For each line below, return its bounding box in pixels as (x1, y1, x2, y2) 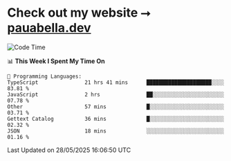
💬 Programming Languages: (7, 73, 82, 80)
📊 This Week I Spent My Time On (7, 57, 105, 65)
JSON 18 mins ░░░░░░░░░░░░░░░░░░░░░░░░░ (7, 127, 225, 135)
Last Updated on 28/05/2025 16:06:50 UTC (7, 146, 131, 154)
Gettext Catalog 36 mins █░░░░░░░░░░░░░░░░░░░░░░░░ (7, 115, 225, 122)
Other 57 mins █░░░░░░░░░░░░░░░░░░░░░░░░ (7, 103, 225, 110)
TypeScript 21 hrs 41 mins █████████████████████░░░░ (7, 78, 225, 86)
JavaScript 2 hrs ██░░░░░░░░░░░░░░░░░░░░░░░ (7, 91, 225, 98)
